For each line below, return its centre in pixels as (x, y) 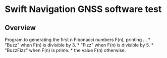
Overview (20, 28)
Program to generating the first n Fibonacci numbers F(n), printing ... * (78, 39)
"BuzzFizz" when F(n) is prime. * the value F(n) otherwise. (65, 50)
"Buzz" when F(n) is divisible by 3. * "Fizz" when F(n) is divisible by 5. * (79, 45)
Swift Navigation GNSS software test (83, 9)
